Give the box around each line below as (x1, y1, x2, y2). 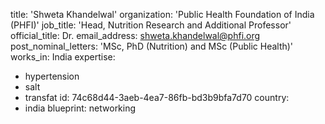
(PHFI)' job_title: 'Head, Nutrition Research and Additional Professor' (10, 19, 292, 31)
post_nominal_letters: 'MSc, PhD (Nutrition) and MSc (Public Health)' (10, 40, 294, 52)
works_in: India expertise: (10, 51, 116, 63)
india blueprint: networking (24, 102, 137, 114)
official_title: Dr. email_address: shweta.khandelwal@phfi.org (10, 30, 261, 41)
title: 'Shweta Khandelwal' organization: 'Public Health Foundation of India (10, 9, 315, 20)
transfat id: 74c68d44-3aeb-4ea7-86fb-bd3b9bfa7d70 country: (24, 92, 290, 103)
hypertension (24, 70, 80, 82)
